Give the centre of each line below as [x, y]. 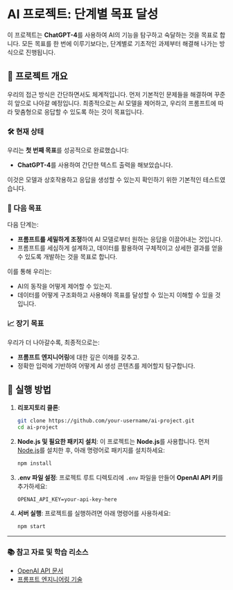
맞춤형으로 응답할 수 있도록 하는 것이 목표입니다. [79, 111]
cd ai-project [37, 428]
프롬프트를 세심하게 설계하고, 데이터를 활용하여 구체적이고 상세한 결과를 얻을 [120, 248]
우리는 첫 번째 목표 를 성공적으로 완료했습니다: [68, 150]
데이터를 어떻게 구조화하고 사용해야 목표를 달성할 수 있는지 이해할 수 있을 [115, 295]
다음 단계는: [23, 225]
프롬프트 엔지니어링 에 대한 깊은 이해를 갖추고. [78, 357]
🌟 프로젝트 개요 [37, 76]
